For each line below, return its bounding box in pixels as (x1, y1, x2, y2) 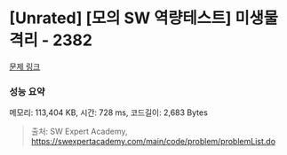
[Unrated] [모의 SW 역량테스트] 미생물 (9, 8, 278, 28)
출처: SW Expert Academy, (30, 126, 128, 137)
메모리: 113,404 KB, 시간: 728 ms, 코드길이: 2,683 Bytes (9, 107, 209, 118)
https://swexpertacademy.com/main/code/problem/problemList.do (30, 136, 276, 147)
